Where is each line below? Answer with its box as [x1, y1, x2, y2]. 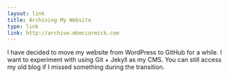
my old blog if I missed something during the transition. [7, 63, 165, 71]
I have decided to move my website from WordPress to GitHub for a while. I [7, 48, 222, 57]
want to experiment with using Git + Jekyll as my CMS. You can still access [7, 56, 222, 64]
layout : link [7, 10, 45, 17]
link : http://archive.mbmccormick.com [7, 29, 119, 37]
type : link [7, 23, 39, 30]
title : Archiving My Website [7, 17, 92, 23]
